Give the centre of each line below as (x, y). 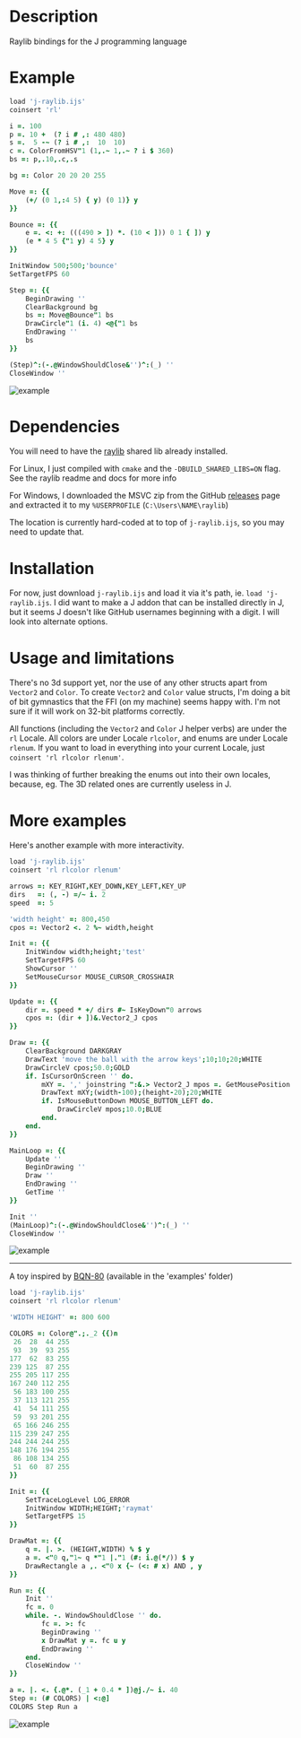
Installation (52, 568)
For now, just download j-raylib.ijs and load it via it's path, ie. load (136, 593)
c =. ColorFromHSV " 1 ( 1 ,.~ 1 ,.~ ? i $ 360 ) (92, 151)
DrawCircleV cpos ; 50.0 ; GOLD (77, 1068)
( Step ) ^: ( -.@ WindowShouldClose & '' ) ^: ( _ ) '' (92, 365)
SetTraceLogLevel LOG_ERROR (77, 1499)
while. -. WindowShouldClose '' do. (94, 1616)
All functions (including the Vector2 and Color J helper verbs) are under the (148, 729)
